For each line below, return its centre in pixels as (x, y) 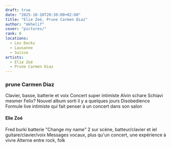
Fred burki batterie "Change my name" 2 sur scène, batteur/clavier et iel (81, 129)
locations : (17, 39)
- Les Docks (23, 43)
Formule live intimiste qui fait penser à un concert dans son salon (74, 106)
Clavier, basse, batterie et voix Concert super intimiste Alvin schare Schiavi (84, 96)
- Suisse (19, 52)
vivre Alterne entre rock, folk (35, 140)
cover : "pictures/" (26, 29)
